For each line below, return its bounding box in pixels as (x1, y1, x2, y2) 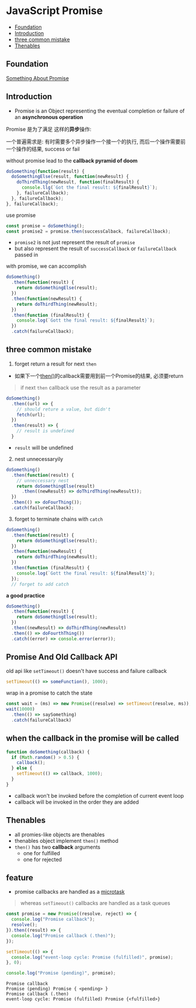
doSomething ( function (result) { (6, 168, 85, 174)
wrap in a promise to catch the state (6, 689, 93, 696)
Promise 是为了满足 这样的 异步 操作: (6, 125, 92, 132)
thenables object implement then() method (14, 837, 118, 844)
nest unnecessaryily (14, 455, 63, 462)
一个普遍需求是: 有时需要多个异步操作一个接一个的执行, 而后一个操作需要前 (6, 138, 185, 145)
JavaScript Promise (6, 4, 103, 18)
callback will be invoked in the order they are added (14, 798, 139, 805)
